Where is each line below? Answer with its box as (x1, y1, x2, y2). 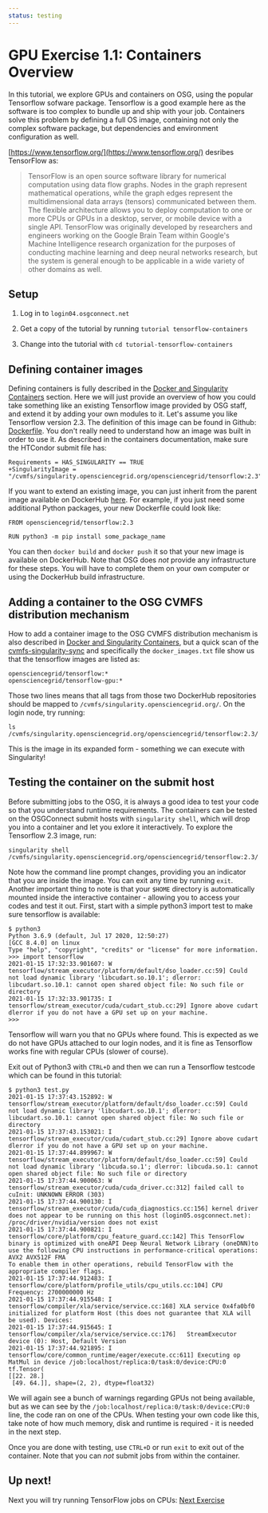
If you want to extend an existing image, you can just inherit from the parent (8, 487, 258, 496)
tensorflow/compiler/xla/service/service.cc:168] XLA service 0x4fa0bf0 (8, 1302, 255, 1310)
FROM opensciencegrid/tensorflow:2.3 (8, 519, 134, 527)
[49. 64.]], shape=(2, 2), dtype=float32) (11, 1379, 156, 1387)
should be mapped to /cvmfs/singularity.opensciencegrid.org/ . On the (8, 699, 246, 708)
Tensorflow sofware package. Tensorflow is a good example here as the (8, 97, 246, 108)
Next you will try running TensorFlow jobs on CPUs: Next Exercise (8, 1495, 225, 1504)
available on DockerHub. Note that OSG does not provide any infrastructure (8, 555, 257, 565)
